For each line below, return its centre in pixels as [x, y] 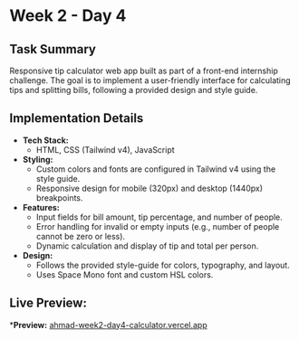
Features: [41, 207]
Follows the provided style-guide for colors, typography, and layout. [163, 265]
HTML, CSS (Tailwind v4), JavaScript [105, 149]
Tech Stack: [46, 140]
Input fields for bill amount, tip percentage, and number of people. [159, 217]
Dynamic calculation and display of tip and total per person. [147, 246]
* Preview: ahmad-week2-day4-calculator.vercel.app [109, 325]
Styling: [38, 159]
